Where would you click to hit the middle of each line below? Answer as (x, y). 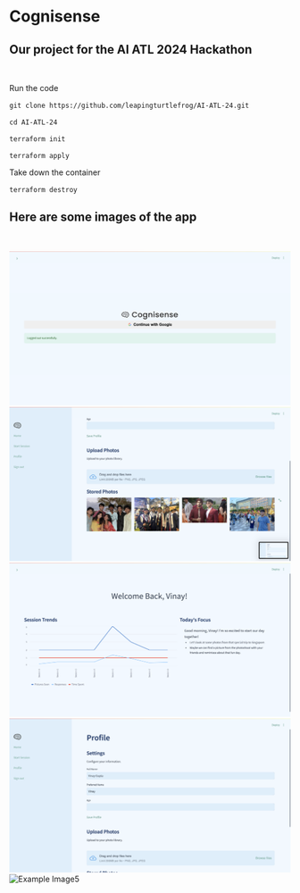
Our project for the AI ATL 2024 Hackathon (131, 50)
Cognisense (55, 17)
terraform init (37, 139)
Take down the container (55, 172)
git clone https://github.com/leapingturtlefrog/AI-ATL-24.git (129, 105)
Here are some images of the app (103, 217)
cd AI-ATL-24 (33, 122)
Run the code (34, 88)
